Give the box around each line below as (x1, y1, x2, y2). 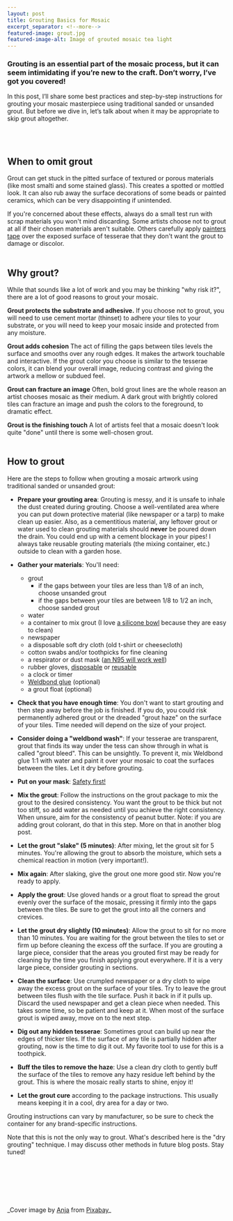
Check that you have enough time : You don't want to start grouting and (17, 698, 224, 707)
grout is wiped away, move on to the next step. (17, 1013, 152, 1022)
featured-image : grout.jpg (7, 29, 86, 37)
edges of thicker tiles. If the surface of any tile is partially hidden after (17, 1034, 217, 1043)
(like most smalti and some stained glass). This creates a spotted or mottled (7, 182, 225, 190)
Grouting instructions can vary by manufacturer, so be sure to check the (7, 1112, 214, 1120)
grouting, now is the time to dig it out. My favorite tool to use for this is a (17, 1042, 224, 1050)
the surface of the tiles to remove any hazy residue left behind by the (17, 1070, 216, 1078)
